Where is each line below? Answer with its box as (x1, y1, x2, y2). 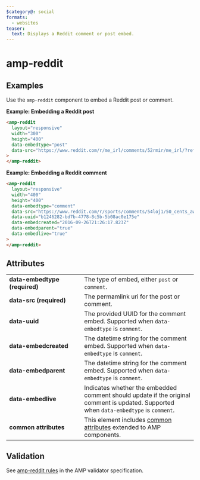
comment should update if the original (84, 391, 190, 399)
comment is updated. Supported (84, 399, 174, 407)
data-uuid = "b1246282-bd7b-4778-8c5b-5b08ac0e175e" (11, 214, 140, 220)
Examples (6, 80, 43, 90)
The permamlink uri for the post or (84, 292, 180, 301)
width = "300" (11, 130, 42, 136)
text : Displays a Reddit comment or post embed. (11, 31, 135, 37)
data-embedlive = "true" (11, 231, 68, 237)
